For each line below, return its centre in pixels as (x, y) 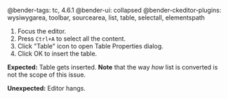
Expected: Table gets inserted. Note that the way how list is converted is (113, 67)
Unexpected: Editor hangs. (47, 88)
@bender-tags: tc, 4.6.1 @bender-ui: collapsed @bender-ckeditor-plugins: (114, 10)
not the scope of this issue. (47, 74)
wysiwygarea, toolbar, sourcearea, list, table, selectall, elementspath (106, 18)
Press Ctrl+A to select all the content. (72, 39)
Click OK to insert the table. (57, 53)
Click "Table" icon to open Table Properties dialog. (90, 46)
